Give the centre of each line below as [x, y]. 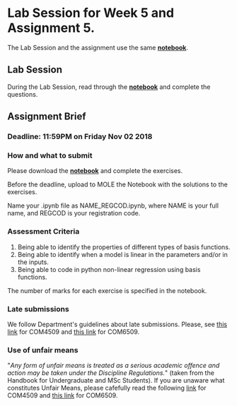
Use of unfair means [43, 350]
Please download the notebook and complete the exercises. [95, 171]
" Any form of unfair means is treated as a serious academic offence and [114, 366]
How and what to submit [50, 155]
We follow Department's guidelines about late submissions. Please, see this [117, 324]
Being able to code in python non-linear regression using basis [109, 269]
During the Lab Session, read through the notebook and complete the [109, 87]
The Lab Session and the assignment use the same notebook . [98, 47]
